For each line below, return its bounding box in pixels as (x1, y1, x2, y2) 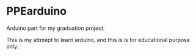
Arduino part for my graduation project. (6, 24, 105, 32)
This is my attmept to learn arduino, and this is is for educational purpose (6, 36, 191, 43)
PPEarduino (6, 4, 67, 18)
